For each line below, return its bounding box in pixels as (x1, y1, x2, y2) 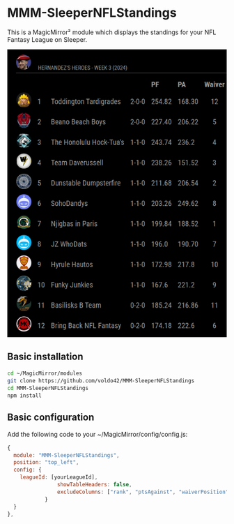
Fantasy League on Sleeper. (7, 35, 88, 43)
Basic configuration (7, 412, 95, 424)
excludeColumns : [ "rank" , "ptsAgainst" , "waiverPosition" (56, 488, 229, 495)
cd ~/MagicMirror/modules (7, 370, 82, 377)
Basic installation (7, 350, 84, 362)
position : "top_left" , (13, 459, 79, 466)
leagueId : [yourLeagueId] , (19, 474, 98, 481)
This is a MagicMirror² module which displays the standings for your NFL (7, 28, 217, 36)
